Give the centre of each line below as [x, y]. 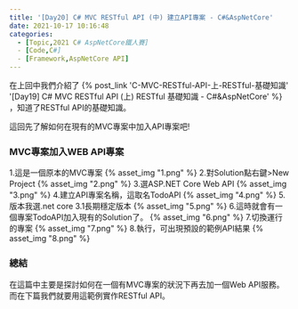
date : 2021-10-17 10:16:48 [59, 26]
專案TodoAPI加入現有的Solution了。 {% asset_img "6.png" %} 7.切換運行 [149, 217]
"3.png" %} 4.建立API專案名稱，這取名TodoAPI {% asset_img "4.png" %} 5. [148, 195]
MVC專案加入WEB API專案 [67, 151]
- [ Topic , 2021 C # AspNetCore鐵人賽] [83, 42]
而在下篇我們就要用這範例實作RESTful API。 [90, 296]
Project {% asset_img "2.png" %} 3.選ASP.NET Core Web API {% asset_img [148, 184]
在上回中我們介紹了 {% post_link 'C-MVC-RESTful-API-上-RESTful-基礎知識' [149, 85]
